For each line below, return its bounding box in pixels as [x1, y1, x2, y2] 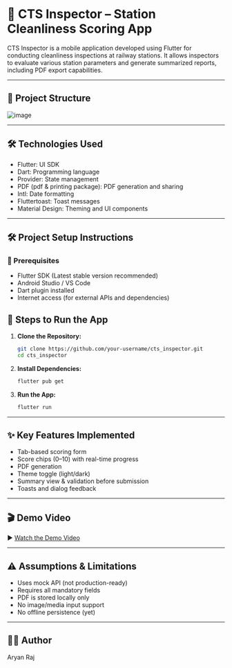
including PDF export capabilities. [7, 66, 103, 74]
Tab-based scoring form [17, 448, 87, 456]
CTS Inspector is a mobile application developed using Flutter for [7, 44, 192, 52]
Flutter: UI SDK [17, 160, 60, 168]
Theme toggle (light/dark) [17, 470, 91, 478]
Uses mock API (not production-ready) [17, 579, 128, 587]
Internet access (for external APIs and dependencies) [17, 294, 170, 302]
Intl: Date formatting [17, 190, 75, 198]
